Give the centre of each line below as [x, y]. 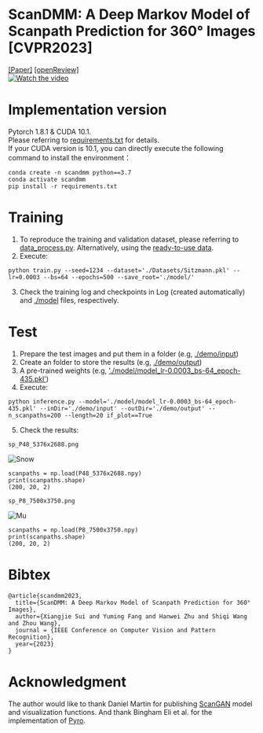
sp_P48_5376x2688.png [44, 444]
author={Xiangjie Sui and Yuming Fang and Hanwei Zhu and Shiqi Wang [131, 616]
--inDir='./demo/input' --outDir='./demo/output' [122, 408]
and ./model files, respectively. [69, 300]
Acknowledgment [68, 681]
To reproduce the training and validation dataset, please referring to [129, 239]
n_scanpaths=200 [35, 415]
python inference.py [42, 401]
